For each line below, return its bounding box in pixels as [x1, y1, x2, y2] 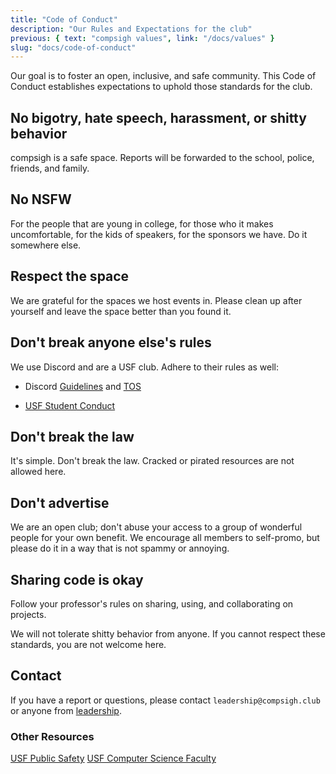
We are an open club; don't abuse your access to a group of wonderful [10, 521, 303, 533]
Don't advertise [10, 494, 110, 511]
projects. [10, 608, 47, 620]
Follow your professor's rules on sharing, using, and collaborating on [10, 597, 294, 610]
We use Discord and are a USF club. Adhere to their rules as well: [10, 361, 280, 373]
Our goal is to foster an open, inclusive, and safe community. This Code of [10, 70, 317, 82]
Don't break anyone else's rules [10, 334, 212, 351]
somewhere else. [10, 239, 82, 251]
